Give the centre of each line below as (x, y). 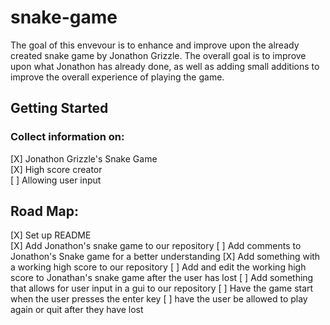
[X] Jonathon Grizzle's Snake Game (84, 158)
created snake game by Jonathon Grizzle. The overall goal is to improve (158, 55)
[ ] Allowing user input (56, 180)
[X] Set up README (51, 235)
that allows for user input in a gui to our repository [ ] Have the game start (162, 288)
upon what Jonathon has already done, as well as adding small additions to (165, 66)
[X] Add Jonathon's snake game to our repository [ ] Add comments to (156, 246)
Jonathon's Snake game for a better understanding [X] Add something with (165, 257)
